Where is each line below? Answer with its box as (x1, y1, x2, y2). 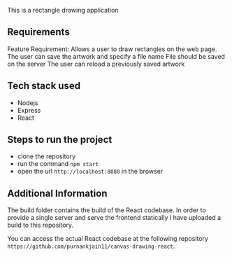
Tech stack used (7, 80, 81, 92)
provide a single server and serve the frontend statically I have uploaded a (7, 214, 222, 222)
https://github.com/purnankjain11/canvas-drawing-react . (7, 242, 175, 251)
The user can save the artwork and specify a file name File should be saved (7, 52, 226, 60)
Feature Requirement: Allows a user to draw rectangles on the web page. (7, 45, 217, 53)
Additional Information (7, 187, 108, 199)
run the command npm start (17, 160, 99, 168)
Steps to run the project (7, 134, 113, 146)
